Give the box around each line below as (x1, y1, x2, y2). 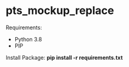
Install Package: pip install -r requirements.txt (5, 54, 123, 61)
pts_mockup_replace (5, 4, 114, 18)
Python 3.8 (14, 35, 42, 43)
